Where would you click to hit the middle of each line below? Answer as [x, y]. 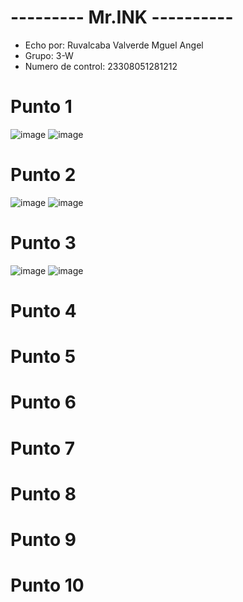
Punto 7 [43, 448]
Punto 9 [43, 539]
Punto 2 [43, 175]
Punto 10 [47, 585]
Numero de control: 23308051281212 [101, 66]
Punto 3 [43, 243]
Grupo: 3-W [49, 55]
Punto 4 [43, 310]
